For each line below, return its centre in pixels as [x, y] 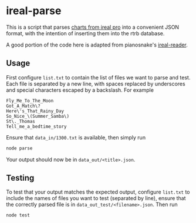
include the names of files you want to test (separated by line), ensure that [96, 198]
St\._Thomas [21, 121]
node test [18, 215]
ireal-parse [34, 11]
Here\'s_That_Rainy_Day [35, 111]
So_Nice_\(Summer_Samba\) [38, 116]
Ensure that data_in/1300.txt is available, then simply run [76, 137]
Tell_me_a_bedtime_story [36, 127]
